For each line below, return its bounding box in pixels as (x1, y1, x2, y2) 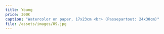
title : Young (5, 7, 33, 12)
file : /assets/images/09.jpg (5, 21, 67, 26)
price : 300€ (5, 12, 30, 17)
